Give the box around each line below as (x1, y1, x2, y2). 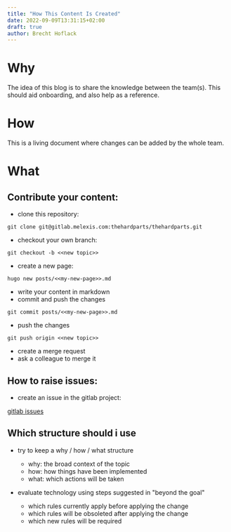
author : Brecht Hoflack (7, 30, 77, 37)
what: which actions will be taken (27, 474, 124, 483)
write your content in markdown (17, 287, 110, 296)
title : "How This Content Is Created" (7, 10, 121, 18)
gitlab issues (7, 407, 44, 415)
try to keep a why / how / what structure (17, 446, 134, 454)
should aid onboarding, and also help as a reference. (7, 91, 160, 99)
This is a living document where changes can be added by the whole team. (7, 138, 225, 148)
